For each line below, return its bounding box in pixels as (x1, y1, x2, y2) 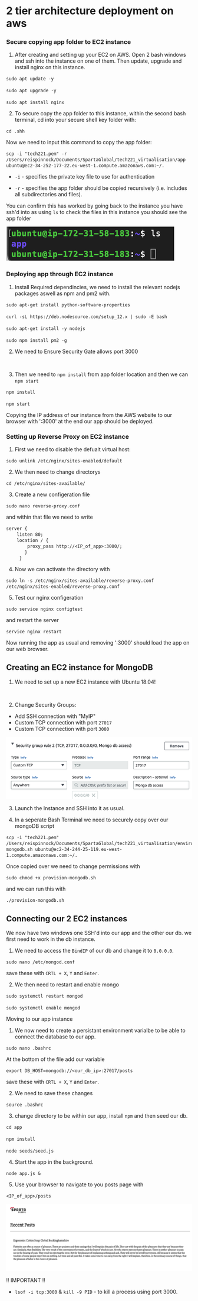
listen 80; (16, 532, 44, 538)
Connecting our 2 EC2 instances (6, 914, 128, 924)
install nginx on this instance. (14, 64, 85, 71)
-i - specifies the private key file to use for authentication (14, 173, 155, 180)
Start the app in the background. (14, 1158, 94, 1166)
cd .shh (6, 128, 25, 134)
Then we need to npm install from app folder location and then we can (14, 371, 189, 378)
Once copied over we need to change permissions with (6, 863, 140, 870)
